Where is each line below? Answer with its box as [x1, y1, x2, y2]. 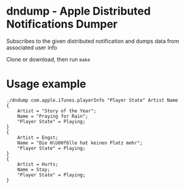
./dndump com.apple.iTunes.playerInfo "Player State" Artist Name [6, 97, 178, 103]
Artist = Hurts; [17, 161, 59, 167]
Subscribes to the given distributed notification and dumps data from [6, 37, 180, 45]
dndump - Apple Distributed [6, 4, 151, 18]
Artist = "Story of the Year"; [17, 108, 97, 114]
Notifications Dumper [6, 17, 118, 31]
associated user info [6, 44, 58, 51]
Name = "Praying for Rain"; [17, 113, 88, 119]
